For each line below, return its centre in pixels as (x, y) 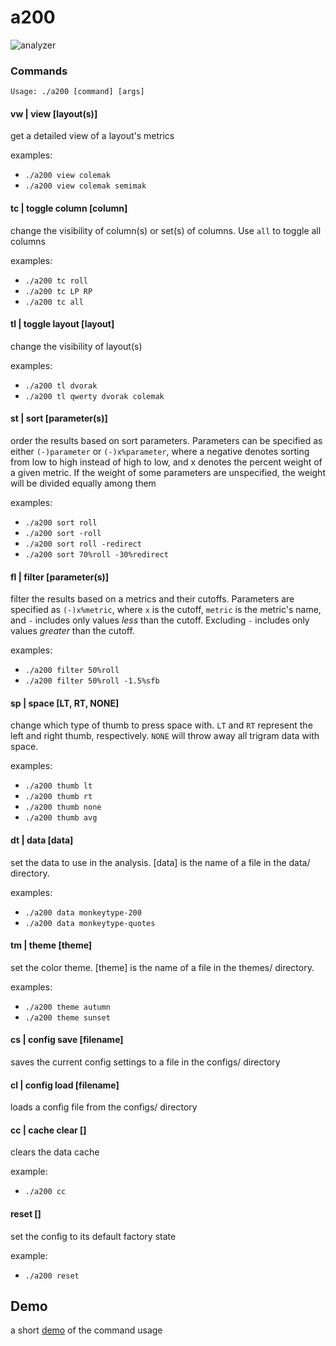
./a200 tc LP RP (58, 291)
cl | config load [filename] (65, 1085)
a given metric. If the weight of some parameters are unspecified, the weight (168, 473)
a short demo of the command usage (86, 1330)
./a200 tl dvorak (61, 386)
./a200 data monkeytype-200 (83, 912)
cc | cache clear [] (48, 1130)
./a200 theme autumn (67, 1007)
